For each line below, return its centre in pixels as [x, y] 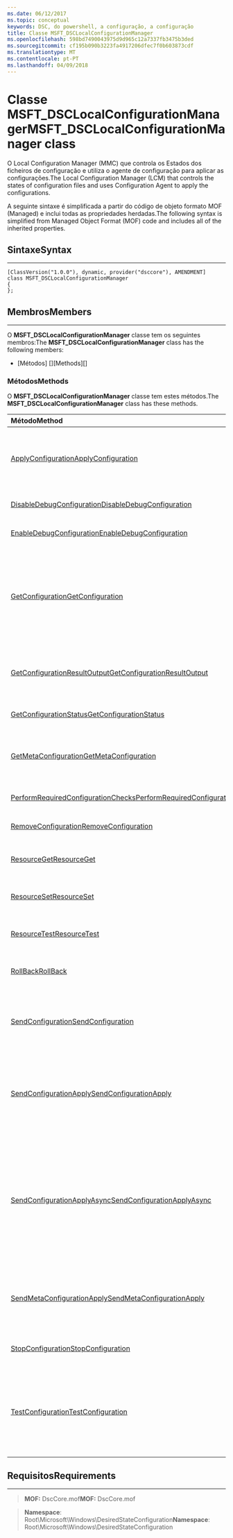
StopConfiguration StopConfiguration [70, 1349]
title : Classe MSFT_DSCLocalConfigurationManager [80, 33]
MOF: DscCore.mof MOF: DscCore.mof [80, 1499]
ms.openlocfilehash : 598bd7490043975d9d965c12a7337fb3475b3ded [101, 40]
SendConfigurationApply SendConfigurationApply [91, 1094]
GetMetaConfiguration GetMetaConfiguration [84, 756]
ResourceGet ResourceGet [53, 859]
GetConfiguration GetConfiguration [67, 596]
